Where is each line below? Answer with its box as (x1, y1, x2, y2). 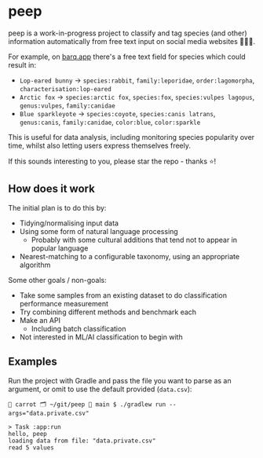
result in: (8, 60, 37, 69)
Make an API (19, 315, 61, 324)
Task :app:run (15, 423, 61, 431)
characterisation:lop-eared (19, 85, 111, 93)
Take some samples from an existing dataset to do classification (19, 290, 228, 300)
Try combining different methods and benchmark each (19, 307, 197, 317)
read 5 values (8, 443, 55, 452)
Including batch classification (31, 324, 126, 333)
